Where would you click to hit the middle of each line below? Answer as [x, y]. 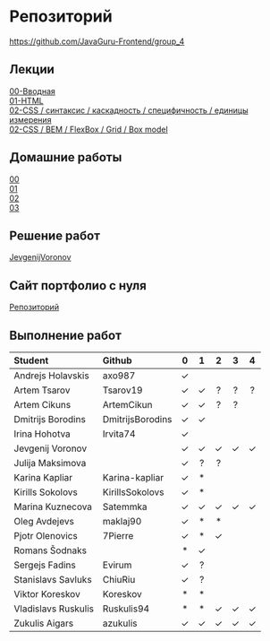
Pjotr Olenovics [46, 536]
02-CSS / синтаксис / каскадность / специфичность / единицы [129, 110]
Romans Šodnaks [51, 550]
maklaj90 [122, 521]
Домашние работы [66, 157]
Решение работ [55, 235]
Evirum [117, 565]
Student [31, 360]
